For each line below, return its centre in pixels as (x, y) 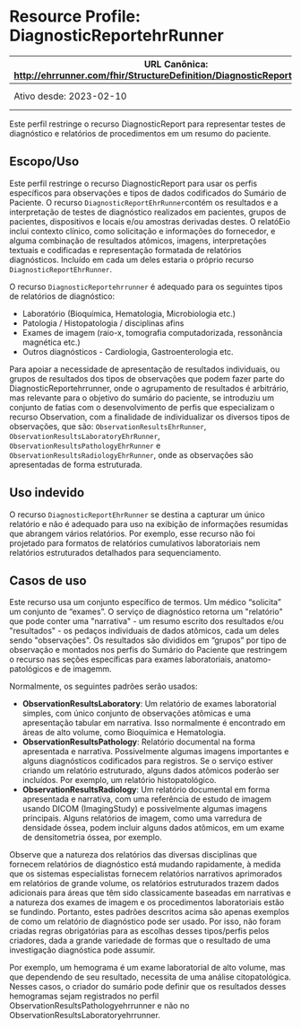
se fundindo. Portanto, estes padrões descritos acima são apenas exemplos (149, 912)
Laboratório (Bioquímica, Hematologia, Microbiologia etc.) (129, 313)
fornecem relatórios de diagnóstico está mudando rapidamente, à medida (145, 865)
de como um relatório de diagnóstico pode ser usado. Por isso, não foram (145, 921)
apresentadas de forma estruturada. (76, 464)
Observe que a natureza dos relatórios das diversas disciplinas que (133, 855)
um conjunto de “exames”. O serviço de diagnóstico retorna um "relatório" (146, 611)
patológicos (31, 669)
